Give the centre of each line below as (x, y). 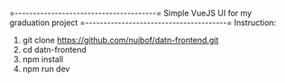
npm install (43, 59)
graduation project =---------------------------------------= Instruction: (143, 23)
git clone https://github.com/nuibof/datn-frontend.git (120, 40)
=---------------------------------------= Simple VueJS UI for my (131, 13)
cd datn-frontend (55, 50)
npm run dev (46, 69)
